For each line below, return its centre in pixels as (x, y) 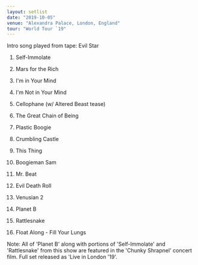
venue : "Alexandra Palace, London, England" (63, 23)
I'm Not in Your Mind (41, 92)
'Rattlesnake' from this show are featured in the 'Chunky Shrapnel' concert (99, 251)
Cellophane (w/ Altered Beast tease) (60, 104)
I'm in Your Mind (36, 81)
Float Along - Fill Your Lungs (51, 232)
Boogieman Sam (36, 163)
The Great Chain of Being (47, 116)
